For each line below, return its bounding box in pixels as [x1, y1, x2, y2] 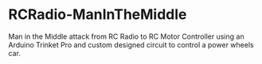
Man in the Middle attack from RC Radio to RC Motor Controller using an [8, 32, 244, 41]
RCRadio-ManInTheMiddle [8, 6, 187, 24]
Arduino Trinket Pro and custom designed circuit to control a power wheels [8, 40, 254, 49]
